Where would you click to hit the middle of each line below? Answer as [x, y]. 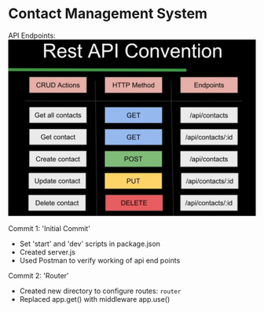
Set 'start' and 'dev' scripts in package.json [90, 244]
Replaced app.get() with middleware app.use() [95, 299]
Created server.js [48, 251]
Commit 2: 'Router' [38, 275]
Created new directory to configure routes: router [100, 291]
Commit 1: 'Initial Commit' [49, 228]
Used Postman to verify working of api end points [100, 260]
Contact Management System [108, 14]
